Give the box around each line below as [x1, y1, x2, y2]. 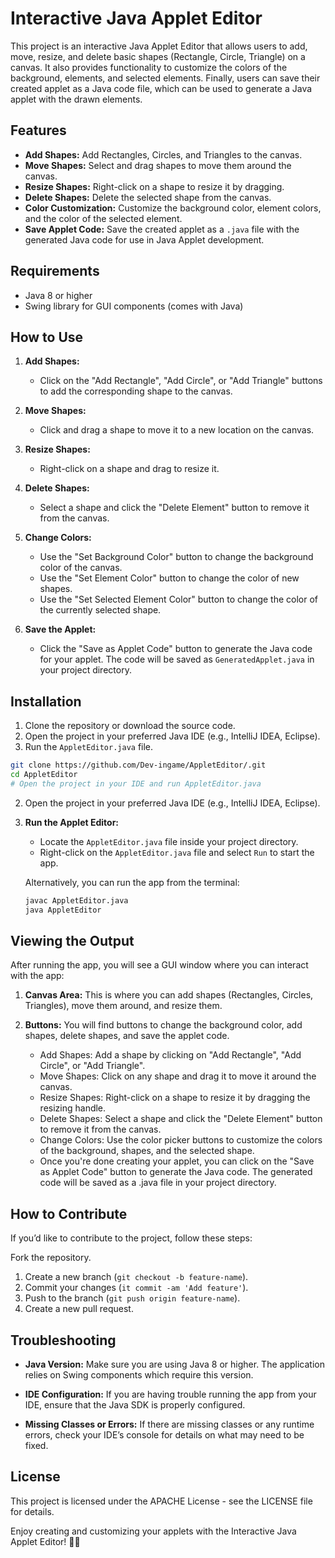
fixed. [24, 1440, 49, 1451]
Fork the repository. [10, 1252, 92, 1264]
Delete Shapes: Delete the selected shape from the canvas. [24, 191, 272, 203]
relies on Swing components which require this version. [24, 1369, 254, 1381]
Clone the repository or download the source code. [24, 720, 236, 732]
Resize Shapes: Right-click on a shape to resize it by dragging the [39, 1092, 311, 1104]
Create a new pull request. [24, 1303, 134, 1315]
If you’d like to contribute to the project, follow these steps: [10, 1232, 253, 1244]
